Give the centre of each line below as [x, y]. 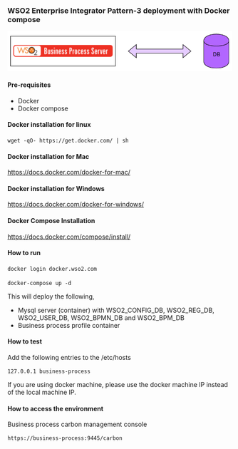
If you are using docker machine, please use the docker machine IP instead [118, 384]
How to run [24, 253]
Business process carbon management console [77, 424]
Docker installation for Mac [48, 156]
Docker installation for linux [49, 125]
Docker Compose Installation [51, 220]
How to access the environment [56, 408]
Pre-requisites [29, 85]
